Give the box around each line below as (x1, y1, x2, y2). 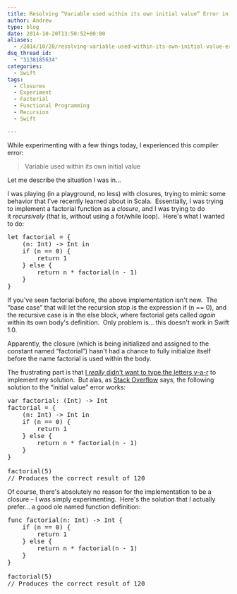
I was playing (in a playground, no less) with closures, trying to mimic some (7, 189, 226, 198)
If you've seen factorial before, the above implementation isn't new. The (7, 296, 218, 304)
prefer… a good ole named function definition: (7, 502, 141, 511)
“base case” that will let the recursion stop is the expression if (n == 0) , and (7, 303, 227, 311)
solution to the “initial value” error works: (7, 382, 126, 392)
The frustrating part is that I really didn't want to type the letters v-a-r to (7, 368, 217, 376)
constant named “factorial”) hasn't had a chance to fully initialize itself (7, 346, 212, 355)
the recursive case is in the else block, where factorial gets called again (7, 310, 217, 319)
